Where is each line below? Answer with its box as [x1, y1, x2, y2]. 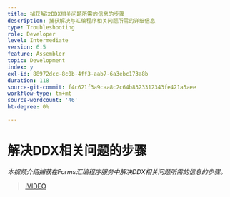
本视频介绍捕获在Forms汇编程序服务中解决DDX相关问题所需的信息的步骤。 [7, 167, 227, 176]
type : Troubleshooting [7, 24, 75, 31]
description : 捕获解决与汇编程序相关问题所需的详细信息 [7, 17, 156, 24]
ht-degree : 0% [7, 103, 50, 111]
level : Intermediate [7, 37, 69, 44]
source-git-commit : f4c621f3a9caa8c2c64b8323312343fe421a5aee [7, 84, 196, 91]
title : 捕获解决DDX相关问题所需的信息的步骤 [7, 10, 125, 18]
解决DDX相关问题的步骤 [7, 143, 147, 159]
